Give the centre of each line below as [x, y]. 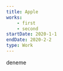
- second [28, 29]
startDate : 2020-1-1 [32, 34]
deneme [16, 62]
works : [14, 17]
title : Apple [22, 12]
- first [26, 23]
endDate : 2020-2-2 [29, 40]
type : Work [20, 46]
